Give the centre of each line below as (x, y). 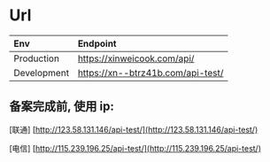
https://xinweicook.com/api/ (136, 58)
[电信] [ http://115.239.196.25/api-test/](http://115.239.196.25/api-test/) (135, 148)
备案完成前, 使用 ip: (62, 107)
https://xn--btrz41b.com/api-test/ (150, 73)
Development (41, 73)
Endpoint (97, 43)
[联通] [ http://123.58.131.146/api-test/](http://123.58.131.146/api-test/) (134, 129)
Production (37, 58)
